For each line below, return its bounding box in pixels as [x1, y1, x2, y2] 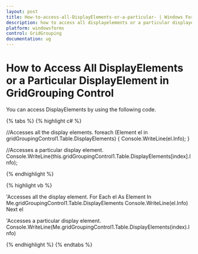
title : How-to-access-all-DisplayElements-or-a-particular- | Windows [6, 14, 183, 20]
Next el [6, 206, 24, 213]
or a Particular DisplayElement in [6, 74, 169, 87]
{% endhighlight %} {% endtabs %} [6, 241, 93, 248]
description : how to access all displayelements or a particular [6, 19, 170, 25]
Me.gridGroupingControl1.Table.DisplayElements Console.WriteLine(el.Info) [6, 199, 189, 206]
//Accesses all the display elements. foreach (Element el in [6, 128, 148, 136]
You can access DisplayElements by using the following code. [6, 105, 156, 113]
